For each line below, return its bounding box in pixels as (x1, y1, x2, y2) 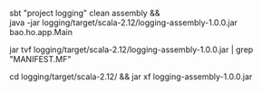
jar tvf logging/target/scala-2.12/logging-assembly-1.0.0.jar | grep (9, 44, 254, 55)
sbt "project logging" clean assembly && (9, 8, 160, 18)
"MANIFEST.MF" (9, 54, 72, 64)
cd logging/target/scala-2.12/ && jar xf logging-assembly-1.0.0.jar (9, 71, 253, 82)
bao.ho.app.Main (9, 27, 73, 37)
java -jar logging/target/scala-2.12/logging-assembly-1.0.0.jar (9, 17, 238, 28)
